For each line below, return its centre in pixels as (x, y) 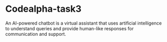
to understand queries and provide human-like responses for (70, 28)
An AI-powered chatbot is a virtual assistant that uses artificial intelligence (84, 23)
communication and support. (36, 34)
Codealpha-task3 (44, 9)
